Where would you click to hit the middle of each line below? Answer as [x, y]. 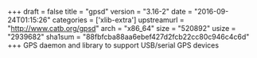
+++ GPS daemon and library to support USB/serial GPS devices [113, 45]
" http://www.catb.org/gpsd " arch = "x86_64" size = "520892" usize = [122, 28]
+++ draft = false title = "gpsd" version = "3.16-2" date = [100, 12]
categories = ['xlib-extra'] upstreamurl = [118, 20]
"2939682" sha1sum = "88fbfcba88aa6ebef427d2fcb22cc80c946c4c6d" [128, 37]
